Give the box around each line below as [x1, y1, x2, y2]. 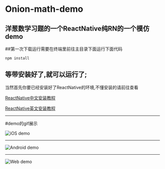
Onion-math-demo [5, 3, 83, 15]
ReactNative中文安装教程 [5, 95, 55, 101]
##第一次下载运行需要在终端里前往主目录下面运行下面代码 [5, 46, 123, 52]
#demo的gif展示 [5, 120, 38, 126]
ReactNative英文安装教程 [5, 105, 55, 111]
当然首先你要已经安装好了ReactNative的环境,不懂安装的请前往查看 [5, 84, 138, 90]
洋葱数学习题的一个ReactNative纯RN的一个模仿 [5, 24, 150, 33]
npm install [5, 56, 29, 61]
